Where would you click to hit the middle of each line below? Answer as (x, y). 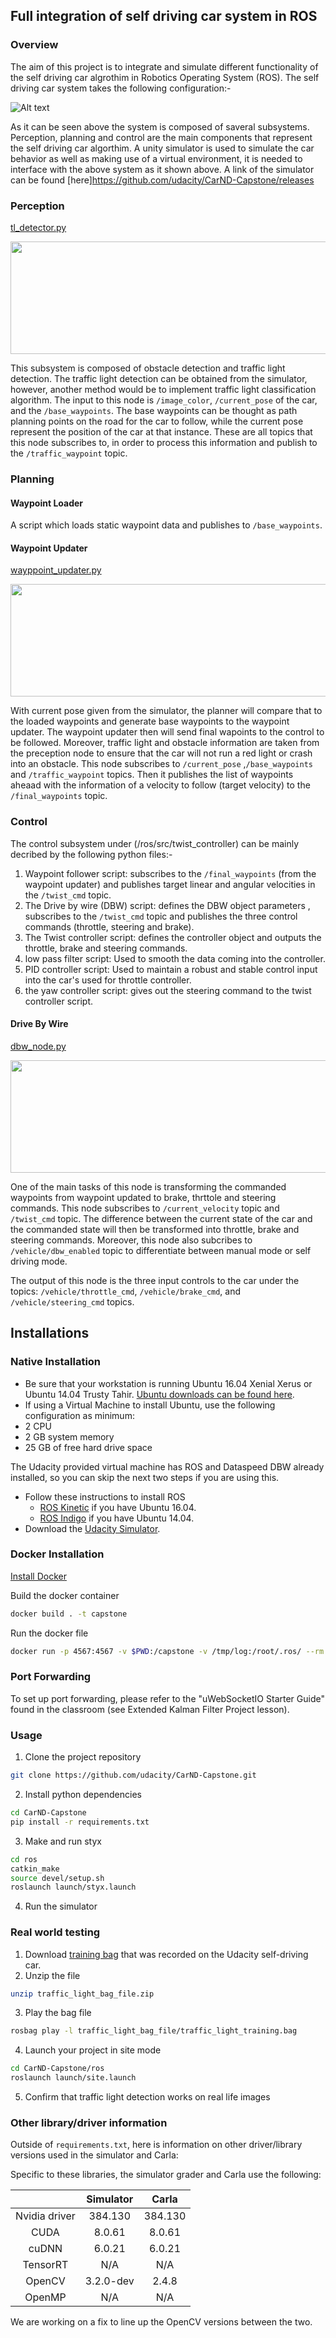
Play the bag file (58, 2013)
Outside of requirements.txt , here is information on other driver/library (156, 2145)
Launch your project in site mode (93, 2050)
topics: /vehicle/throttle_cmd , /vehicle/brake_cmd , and (126, 1291)
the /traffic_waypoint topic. (69, 453)
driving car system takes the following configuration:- (121, 88)
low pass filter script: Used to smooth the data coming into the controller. (175, 958)
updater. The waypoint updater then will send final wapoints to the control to (167, 732)
